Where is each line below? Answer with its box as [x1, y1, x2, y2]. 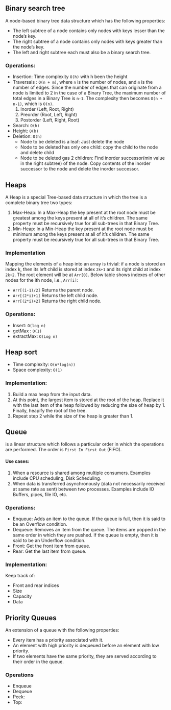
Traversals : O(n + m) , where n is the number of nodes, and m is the [12, 79, 153, 85]
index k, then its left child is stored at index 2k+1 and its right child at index [5, 266, 161, 273]
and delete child [20, 150, 55, 156]
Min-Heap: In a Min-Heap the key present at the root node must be [12, 226, 154, 232]
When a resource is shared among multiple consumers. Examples [12, 470, 151, 476]
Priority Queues [5, 614, 57, 622]
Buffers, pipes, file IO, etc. [12, 491, 68, 497]
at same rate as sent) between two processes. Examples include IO [12, 486, 155, 492]
